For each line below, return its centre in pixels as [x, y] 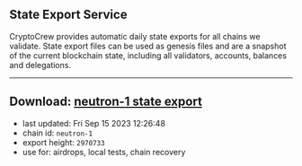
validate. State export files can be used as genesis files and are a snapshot [148, 46]
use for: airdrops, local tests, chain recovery [104, 152]
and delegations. [40, 65]
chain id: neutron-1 [57, 133]
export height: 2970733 [63, 142]
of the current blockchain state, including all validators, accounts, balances [148, 55]
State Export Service [68, 15]
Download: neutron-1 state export [106, 102]
